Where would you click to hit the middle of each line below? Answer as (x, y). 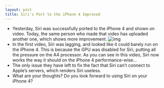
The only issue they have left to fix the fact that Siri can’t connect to (81, 65)
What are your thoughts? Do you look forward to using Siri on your (80, 76)
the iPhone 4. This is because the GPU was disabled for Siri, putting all (84, 49)
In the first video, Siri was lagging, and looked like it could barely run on (85, 44)
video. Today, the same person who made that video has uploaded (80, 34)
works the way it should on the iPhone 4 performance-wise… (75, 60)
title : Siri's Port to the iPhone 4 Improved (53, 14)
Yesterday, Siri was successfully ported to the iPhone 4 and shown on (83, 28)
